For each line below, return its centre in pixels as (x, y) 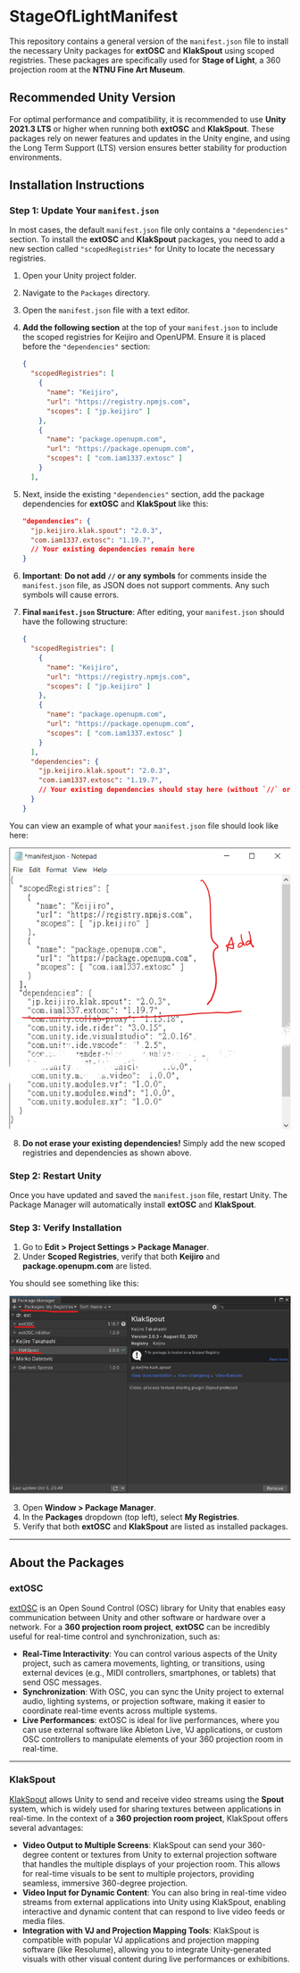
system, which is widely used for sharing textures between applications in (145, 1809)
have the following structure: (75, 621)
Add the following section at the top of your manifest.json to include (150, 328)
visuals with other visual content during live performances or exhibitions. (156, 1959)
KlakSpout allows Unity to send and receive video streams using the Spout (146, 1799)
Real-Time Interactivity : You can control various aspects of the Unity (150, 1653)
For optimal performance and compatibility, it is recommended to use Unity (148, 119)
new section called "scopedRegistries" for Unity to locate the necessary (142, 249)
